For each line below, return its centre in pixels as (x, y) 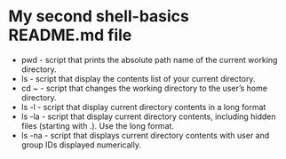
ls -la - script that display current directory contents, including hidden (148, 116)
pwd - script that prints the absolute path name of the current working (149, 60)
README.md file (70, 35)
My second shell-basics (99, 16)
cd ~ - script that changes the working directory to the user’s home (144, 88)
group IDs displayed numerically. (81, 145)
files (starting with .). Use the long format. (98, 125)
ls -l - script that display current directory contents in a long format (143, 107)
